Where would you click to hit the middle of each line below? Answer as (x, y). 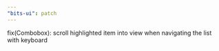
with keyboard (28, 40)
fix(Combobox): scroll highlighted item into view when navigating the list (109, 33)
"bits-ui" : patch (32, 13)
